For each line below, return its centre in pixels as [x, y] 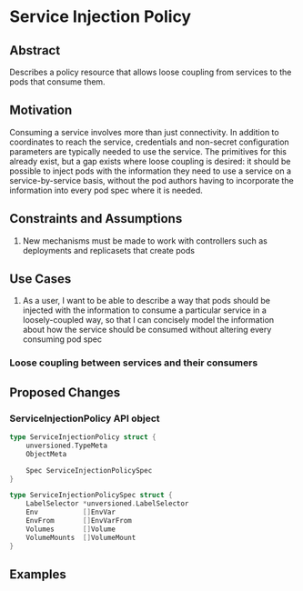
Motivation [41, 110]
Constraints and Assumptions [96, 219]
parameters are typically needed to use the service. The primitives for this [148, 151]
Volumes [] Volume [71, 529]
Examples [38, 574]
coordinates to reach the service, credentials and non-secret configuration [149, 142]
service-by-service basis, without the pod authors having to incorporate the [151, 180]
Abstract [35, 50]
